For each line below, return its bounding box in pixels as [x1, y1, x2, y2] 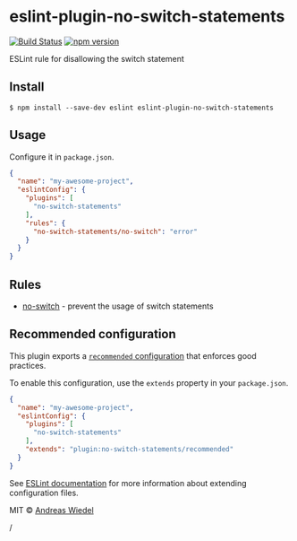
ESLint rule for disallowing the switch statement [9, 53, 185, 64]
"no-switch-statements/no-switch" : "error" [32, 227, 199, 236]
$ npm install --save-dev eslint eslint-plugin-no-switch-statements [9, 103, 275, 112]
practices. [9, 360, 47, 371]
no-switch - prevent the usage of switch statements [21, 301, 214, 311]
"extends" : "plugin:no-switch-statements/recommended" [25, 445, 234, 454]
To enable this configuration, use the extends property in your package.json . [9, 377, 289, 388]
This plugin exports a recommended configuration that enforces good [9, 350, 257, 361]
